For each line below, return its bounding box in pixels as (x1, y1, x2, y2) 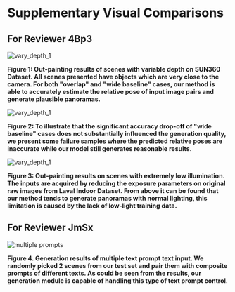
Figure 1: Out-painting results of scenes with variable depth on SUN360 (7, 65, 221, 73)
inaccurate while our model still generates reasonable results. (7, 145, 192, 152)
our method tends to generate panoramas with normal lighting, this (7, 194, 208, 202)
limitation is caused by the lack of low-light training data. (7, 201, 177, 210)
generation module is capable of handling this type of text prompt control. (7, 276, 229, 285)
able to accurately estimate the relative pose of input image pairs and (7, 88, 215, 95)
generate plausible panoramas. (7, 95, 101, 103)
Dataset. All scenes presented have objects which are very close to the (7, 72, 220, 81)
